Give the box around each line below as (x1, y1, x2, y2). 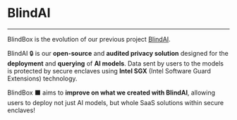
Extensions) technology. (7, 74, 78, 83)
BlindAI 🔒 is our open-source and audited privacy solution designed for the (7, 49, 229, 57)
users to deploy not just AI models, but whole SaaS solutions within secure (7, 98, 224, 107)
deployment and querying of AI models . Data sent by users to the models (7, 59, 224, 68)
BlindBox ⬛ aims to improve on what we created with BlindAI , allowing (7, 88, 216, 97)
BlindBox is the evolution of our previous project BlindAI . (7, 35, 171, 43)
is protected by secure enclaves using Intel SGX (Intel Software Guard (7, 66, 212, 75)
